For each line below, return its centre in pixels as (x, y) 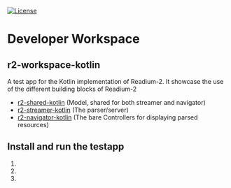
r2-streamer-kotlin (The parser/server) (73, 110)
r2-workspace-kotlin (54, 65)
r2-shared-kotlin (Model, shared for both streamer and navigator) (112, 102)
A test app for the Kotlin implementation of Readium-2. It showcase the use (115, 81)
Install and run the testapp (66, 147)
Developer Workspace (73, 39)
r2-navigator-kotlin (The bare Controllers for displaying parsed (107, 117)
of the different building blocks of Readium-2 (72, 89)
